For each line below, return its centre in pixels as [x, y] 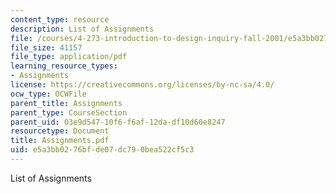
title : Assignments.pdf [60, 141]
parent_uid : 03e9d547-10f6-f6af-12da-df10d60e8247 [118, 122]
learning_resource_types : [64, 66]
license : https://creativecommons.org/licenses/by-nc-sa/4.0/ [142, 85]
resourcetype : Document [60, 131]
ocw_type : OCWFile [48, 94]
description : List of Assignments [82, 29]
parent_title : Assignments [66, 103]
